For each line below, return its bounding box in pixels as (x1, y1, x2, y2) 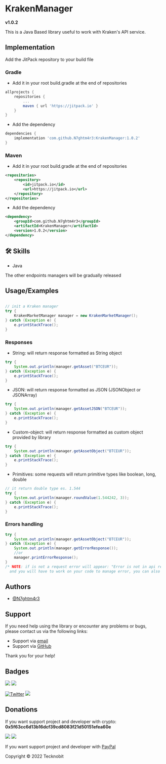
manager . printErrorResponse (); (14, 555, 79, 560)
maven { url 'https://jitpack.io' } (23, 103, 98, 108)
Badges (5, 667, 29, 675)
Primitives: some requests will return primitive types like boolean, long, (12, 471, 157, 477)
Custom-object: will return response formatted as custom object (12, 429, 143, 435)
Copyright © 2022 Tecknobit (5, 753, 64, 759)
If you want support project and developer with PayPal (5, 743, 116, 750)
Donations (5, 706, 38, 714)
